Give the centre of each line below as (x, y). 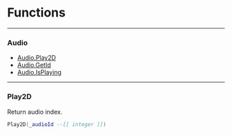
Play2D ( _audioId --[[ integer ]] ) (57, 124)
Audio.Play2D (37, 58)
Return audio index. (35, 112)
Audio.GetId (34, 65)
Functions (36, 13)
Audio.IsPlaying (39, 72)
